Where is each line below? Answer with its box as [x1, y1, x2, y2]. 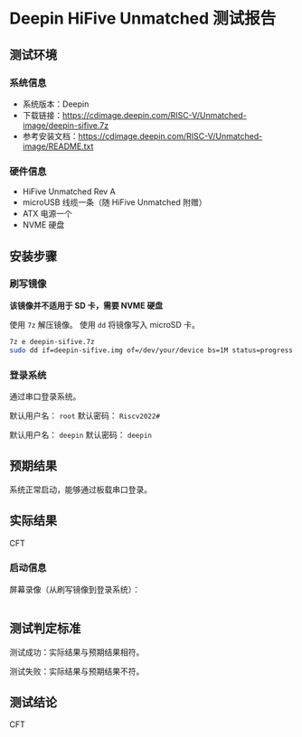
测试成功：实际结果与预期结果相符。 [9, 647, 145, 658]
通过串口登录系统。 [9, 390, 81, 402]
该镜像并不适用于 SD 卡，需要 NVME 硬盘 [9, 300, 164, 311]
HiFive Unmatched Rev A [22, 186, 116, 197]
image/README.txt [22, 141, 94, 152]
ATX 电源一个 [22, 209, 72, 219]
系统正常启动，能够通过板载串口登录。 [9, 484, 152, 495]
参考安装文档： [22, 130, 79, 141]
